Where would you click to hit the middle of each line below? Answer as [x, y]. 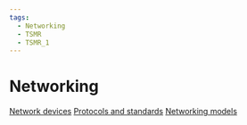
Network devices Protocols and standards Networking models [123, 112]
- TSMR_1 [33, 42]
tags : [19, 17]
